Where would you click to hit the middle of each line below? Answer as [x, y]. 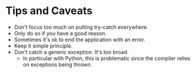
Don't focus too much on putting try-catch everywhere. [81, 27]
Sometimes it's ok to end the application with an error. [79, 39]
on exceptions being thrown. [57, 64]
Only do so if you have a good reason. [60, 33]
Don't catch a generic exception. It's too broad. [71, 52]
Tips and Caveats [49, 11]
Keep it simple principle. [43, 46]
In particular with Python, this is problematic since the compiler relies [107, 58]
